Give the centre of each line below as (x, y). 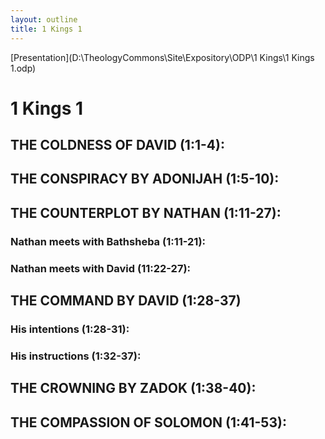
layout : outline (44, 19)
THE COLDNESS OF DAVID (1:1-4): (117, 145)
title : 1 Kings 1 (46, 29)
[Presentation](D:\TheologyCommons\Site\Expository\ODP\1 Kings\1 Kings (162, 57)
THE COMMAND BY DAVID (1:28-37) (126, 301)
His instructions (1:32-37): (76, 356)
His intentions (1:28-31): (70, 329)
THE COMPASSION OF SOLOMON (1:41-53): (148, 422)
